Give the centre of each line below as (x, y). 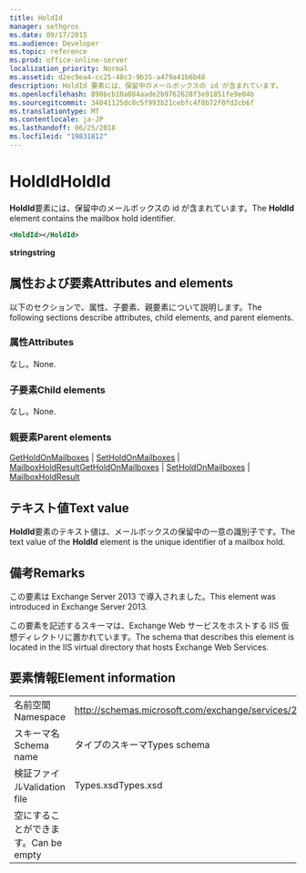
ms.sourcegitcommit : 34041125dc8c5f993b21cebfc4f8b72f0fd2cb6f (132, 103)
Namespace (40, 716)
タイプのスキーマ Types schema (142, 745)
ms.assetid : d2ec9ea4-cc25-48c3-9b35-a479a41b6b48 (107, 77)
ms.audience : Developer (55, 43)
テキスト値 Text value (69, 508)
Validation (44, 786)
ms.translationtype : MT (55, 111)
